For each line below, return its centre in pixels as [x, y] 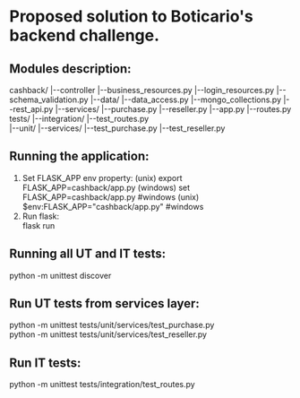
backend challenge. [84, 35]
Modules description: [70, 69]
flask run [39, 225]
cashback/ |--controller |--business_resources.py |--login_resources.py [142, 90]
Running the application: [79, 156]
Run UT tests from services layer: [104, 303]
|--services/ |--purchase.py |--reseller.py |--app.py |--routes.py [173, 109]
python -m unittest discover [60, 275]
